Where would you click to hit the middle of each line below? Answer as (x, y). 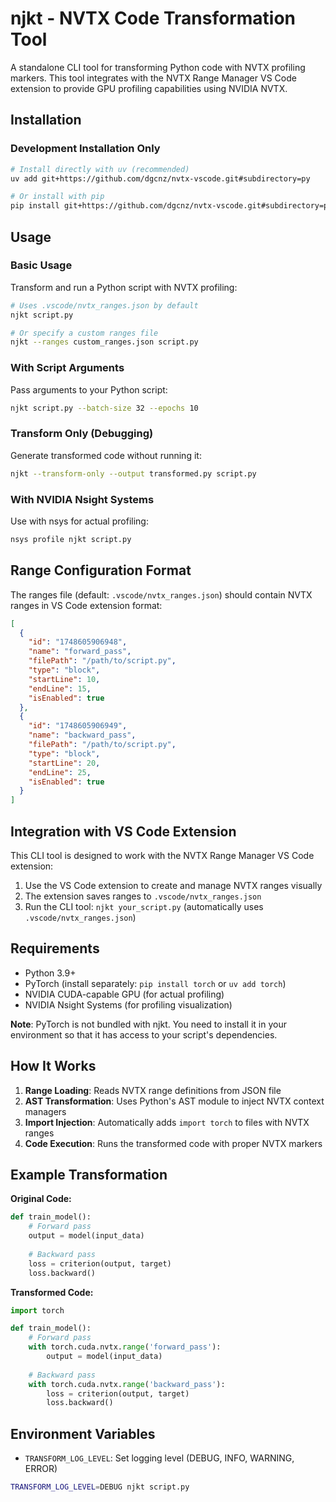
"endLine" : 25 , (60, 772)
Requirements (55, 948)
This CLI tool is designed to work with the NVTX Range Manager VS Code (162, 855)
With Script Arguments (67, 368)
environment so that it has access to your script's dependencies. (144, 1034)
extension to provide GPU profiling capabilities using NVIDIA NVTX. (149, 88)
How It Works (53, 1066)
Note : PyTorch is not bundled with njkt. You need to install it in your (148, 1024)
